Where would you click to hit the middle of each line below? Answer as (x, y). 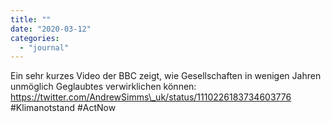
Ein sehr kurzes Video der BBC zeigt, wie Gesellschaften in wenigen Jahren (166, 76)
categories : (35, 38)
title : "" (31, 19)
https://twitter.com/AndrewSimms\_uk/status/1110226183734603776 (151, 97)
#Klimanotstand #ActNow (63, 108)
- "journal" (44, 47)
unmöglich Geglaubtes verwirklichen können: (103, 87)
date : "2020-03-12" (51, 29)
